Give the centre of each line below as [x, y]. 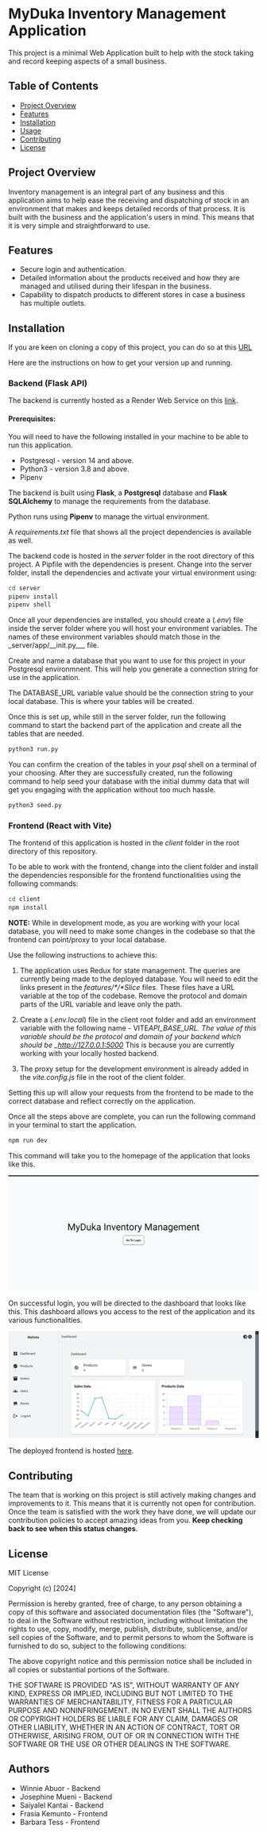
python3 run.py [33, 749]
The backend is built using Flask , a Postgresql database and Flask [118, 493]
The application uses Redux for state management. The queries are [130, 971]
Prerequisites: [32, 419]
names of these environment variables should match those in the [114, 637]
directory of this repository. [53, 852]
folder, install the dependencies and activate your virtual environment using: [132, 572]
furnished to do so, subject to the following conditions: [97, 1646]
